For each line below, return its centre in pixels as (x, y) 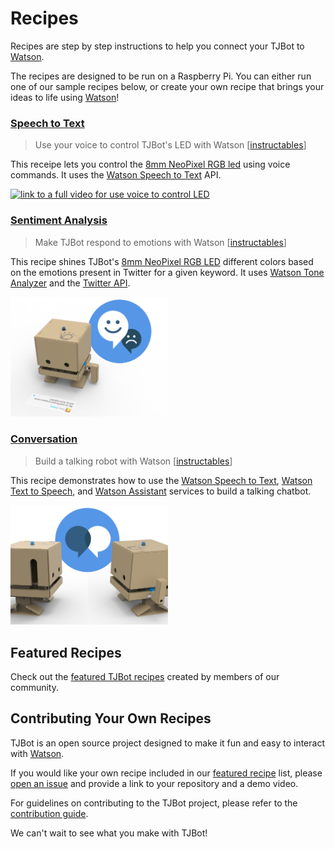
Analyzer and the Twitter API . (70, 283)
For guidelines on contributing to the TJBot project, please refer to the (154, 803)
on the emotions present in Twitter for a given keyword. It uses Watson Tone (167, 272)
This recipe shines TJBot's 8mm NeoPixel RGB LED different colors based (162, 261)
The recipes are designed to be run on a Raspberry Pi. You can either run (161, 76)
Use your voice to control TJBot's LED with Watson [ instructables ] (170, 145)
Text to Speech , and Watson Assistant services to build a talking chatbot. (161, 491)
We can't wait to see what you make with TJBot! (109, 833)
